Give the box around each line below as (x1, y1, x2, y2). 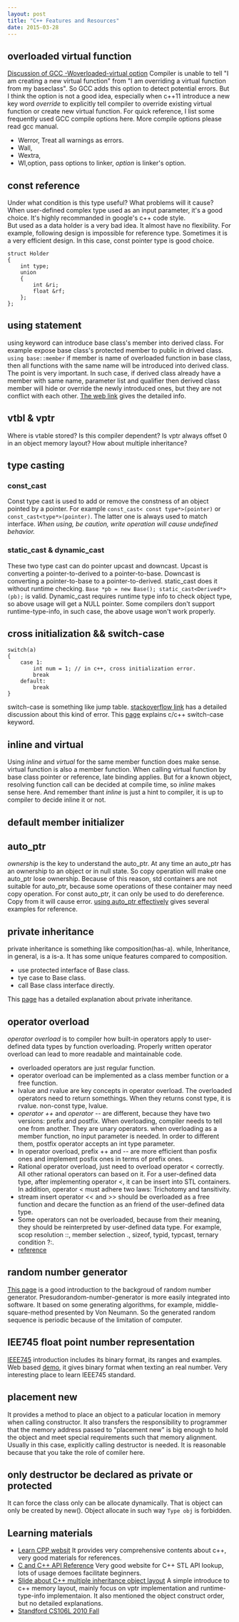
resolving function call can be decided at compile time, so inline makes (7, 780, 216, 789)
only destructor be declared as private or (7, 1469, 193, 1481)
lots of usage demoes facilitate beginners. (17, 1568, 142, 1578)
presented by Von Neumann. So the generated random (54, 1308, 216, 1316)
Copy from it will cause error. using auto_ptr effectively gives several (7, 897, 209, 906)
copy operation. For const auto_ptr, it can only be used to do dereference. (7, 890, 225, 898)
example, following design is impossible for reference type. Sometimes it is (7, 229, 228, 237)
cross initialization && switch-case (7, 628, 165, 640)
